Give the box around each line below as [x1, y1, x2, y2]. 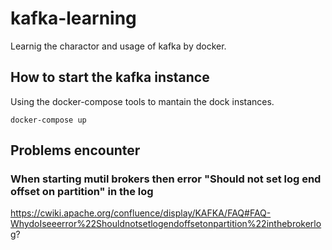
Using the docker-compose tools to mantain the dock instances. [10, 95, 275, 107]
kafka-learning [10, 7, 137, 30]
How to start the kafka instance [10, 69, 210, 86]
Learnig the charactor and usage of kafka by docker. [10, 40, 227, 52]
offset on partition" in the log [10, 185, 154, 199]
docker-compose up [10, 115, 87, 125]
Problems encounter [10, 142, 141, 159]
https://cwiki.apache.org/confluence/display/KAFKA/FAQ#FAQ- [10, 207, 272, 219]
